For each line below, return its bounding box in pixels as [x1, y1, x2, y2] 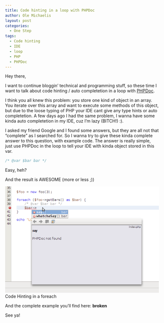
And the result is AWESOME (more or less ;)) [5, 177, 95, 182]
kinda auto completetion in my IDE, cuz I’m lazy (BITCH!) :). [5, 118, 123, 124]
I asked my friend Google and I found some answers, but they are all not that [5, 127, 159, 134]
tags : [5, 34, 16, 39]
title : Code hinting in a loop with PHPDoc [5, 8, 95, 13]
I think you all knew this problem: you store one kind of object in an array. [5, 98, 152, 103]
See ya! [5, 312, 20, 318]
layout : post [5, 18, 32, 23]
